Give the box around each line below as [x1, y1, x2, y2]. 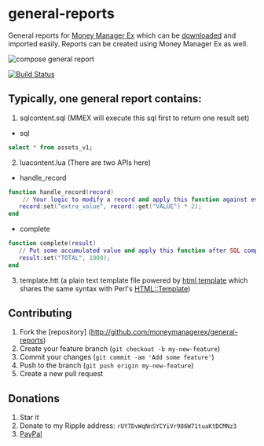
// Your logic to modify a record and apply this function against [22, 196, 248, 203]
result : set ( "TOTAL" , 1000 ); [18, 254, 111, 261]
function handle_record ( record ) [8, 188, 114, 196]
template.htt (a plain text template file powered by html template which [19, 276, 248, 285]
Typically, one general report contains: [8, 92, 202, 106]
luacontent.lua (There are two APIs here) [19, 158, 152, 167]
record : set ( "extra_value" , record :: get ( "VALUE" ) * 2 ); [18, 203, 202, 210]
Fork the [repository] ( [19, 327, 92, 337]
